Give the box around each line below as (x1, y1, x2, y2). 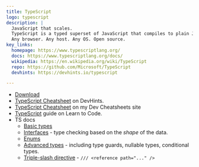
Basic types (23, 122, 53, 130)
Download (14, 91, 40, 98)
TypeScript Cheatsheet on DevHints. (14, 97, 104, 105)
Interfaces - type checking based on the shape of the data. (23, 129, 168, 136)
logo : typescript (6, 14, 49, 20)
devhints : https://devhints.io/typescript (11, 70, 118, 75)
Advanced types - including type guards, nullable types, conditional (23, 141, 190, 149)
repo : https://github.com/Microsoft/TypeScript (11, 64, 131, 70)
